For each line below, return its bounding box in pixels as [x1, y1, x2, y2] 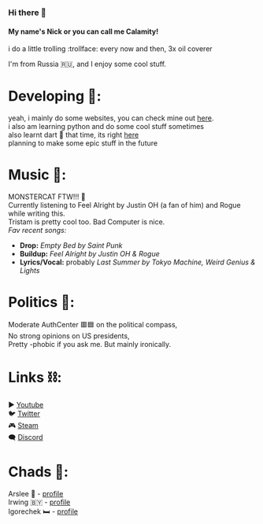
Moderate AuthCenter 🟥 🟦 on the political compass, [8, 319, 178, 329]
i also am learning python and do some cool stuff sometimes [8, 122, 205, 131]
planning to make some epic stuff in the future [8, 138, 158, 148]
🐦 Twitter [8, 408, 41, 418]
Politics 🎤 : [8, 293, 75, 312]
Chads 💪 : [8, 463, 69, 481]
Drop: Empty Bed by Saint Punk [19, 241, 124, 250]
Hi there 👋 [8, 7, 47, 18]
